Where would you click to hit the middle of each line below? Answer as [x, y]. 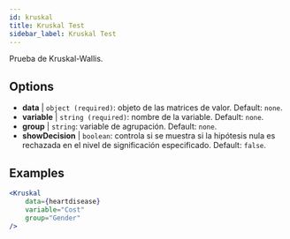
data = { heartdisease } [63, 201]
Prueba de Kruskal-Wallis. [56, 59]
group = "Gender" [53, 218]
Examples [37, 173]
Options [32, 86]
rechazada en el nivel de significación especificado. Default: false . [144, 146]
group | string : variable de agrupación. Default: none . [119, 127]
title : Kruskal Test [47, 26]
